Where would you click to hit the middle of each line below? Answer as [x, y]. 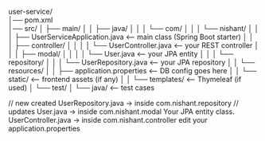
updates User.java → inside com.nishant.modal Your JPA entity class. [121, 112]
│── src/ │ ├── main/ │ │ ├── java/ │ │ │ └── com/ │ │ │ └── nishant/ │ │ [134, 28]
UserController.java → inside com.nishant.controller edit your [108, 120]
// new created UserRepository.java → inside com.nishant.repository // [123, 103]
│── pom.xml [31, 20]
